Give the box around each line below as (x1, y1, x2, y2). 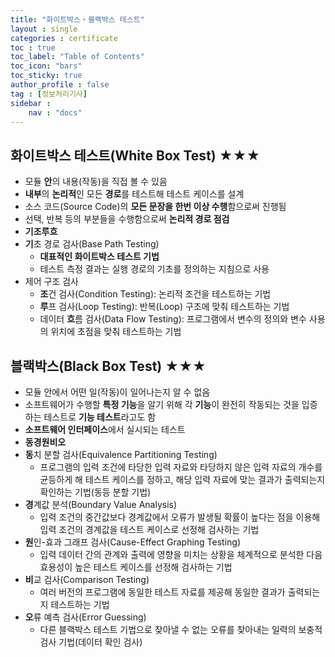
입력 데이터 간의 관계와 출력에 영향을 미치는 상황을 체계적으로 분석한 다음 (39, 549, 323, 560)
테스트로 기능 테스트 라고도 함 (43, 411, 157, 423)
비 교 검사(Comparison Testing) (24, 574, 150, 585)
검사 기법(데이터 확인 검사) (39, 636, 143, 648)
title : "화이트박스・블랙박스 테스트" (10, 14, 145, 25)
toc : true (10, 42, 56, 53)
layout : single (10, 24, 78, 34)
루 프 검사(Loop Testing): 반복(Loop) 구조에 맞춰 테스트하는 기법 (39, 301, 290, 313)
